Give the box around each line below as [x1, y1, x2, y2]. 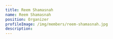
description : [5, 26, 33, 31]
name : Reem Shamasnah [5, 12, 51, 17]
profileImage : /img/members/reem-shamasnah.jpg [5, 21, 108, 27]
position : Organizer [5, 17, 49, 22]
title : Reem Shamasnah [5, 7, 53, 13]
